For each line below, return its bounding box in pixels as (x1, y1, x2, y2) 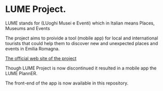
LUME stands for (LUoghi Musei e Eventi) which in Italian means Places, (5, 20, 155, 26)
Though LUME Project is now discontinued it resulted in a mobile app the (5, 65, 157, 71)
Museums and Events (5, 25, 50, 31)
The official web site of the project (5, 55, 77, 61)
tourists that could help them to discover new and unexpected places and (5, 40, 158, 46)
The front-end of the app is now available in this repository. (5, 80, 129, 86)
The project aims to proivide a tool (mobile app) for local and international (5, 35, 158, 41)
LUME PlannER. (5, 70, 38, 76)
